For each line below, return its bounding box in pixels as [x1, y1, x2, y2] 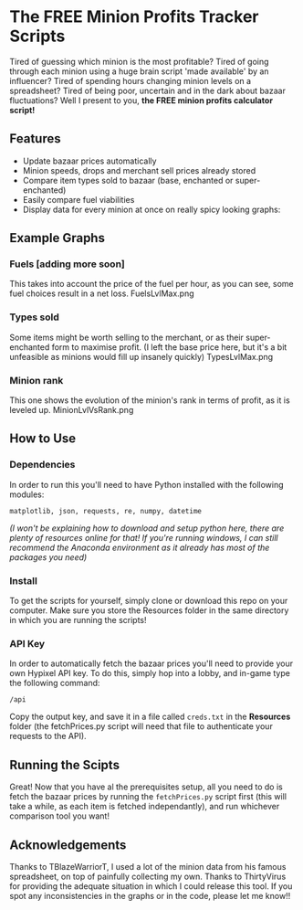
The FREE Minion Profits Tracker [9, 6, 259, 27]
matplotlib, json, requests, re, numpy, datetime [9, 506, 203, 515]
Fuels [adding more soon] [9, 258, 125, 270]
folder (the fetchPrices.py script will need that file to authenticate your [9, 721, 274, 732]
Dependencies [9, 459, 76, 471]
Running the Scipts [9, 757, 120, 773]
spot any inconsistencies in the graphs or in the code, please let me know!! [9, 890, 291, 901]
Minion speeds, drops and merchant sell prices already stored [22, 164, 256, 175]
